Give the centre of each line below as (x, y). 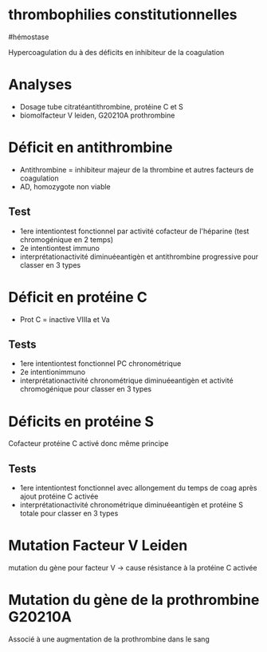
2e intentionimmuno (53, 372)
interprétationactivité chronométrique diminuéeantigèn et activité (126, 380)
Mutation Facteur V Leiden (98, 546)
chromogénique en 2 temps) (67, 239)
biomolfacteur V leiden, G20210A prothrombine (97, 115)
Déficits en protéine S (81, 421)
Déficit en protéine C (78, 297)
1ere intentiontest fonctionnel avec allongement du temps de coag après (138, 488)
